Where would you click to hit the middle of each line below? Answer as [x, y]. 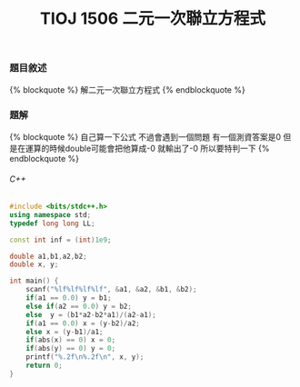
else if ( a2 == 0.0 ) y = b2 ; [79, 306]
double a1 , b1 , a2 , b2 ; [49, 256]
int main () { [34, 281]
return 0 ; [45, 366]
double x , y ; [34, 264]
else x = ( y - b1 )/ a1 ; [65, 332]
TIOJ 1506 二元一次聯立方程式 [153, 19]
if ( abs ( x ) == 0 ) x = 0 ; [71, 340]
